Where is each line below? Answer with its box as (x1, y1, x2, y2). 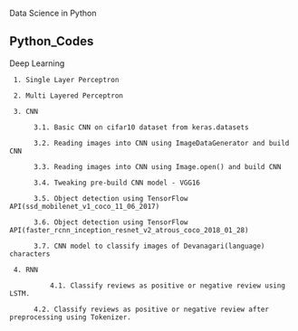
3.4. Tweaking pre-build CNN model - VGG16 (33, 178, 201, 187)
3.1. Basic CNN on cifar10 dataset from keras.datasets (33, 122, 249, 132)
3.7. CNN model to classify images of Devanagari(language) (33, 241, 265, 251)
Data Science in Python (9, 8, 97, 18)
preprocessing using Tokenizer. (9, 312, 131, 322)
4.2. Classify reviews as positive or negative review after (33, 305, 270, 314)
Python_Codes (9, 33, 94, 49)
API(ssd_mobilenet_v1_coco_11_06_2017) (9, 202, 160, 211)
